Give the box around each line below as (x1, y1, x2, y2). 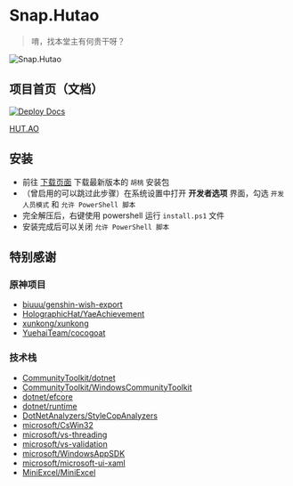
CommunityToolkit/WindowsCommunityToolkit (21, 382, 193, 393)
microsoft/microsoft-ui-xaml (21, 458, 126, 468)
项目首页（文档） (9, 82, 103, 97)
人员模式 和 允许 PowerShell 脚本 (21, 198, 136, 209)
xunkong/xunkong (21, 318, 89, 329)
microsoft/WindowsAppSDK (21, 448, 126, 458)
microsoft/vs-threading (21, 429, 108, 440)
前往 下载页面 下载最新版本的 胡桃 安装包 (21, 176, 170, 187)
